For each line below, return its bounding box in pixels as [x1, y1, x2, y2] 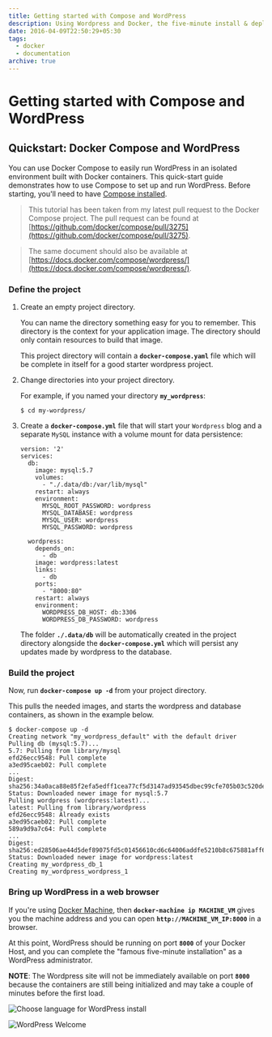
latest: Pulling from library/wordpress [8, 804, 147, 812]
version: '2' [19, 445, 65, 454]
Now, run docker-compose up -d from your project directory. [8, 686, 207, 695]
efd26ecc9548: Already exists [8, 811, 111, 820]
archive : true [8, 58, 57, 66]
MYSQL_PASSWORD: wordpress [41, 523, 134, 531]
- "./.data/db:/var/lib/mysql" [41, 480, 148, 489]
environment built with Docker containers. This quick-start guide [8, 171, 223, 181]
